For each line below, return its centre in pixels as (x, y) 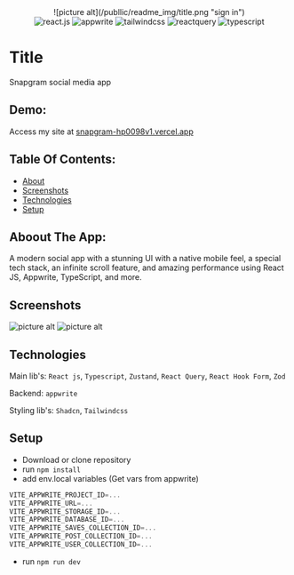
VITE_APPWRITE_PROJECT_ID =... (65, 495)
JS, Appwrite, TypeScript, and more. (75, 277)
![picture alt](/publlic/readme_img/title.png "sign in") (149, 12)
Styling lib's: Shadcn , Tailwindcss (69, 410)
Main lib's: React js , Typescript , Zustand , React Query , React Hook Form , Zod (147, 376)
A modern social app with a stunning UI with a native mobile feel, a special (145, 259)
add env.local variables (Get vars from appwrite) (111, 478)
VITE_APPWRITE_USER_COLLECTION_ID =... (81, 545)
